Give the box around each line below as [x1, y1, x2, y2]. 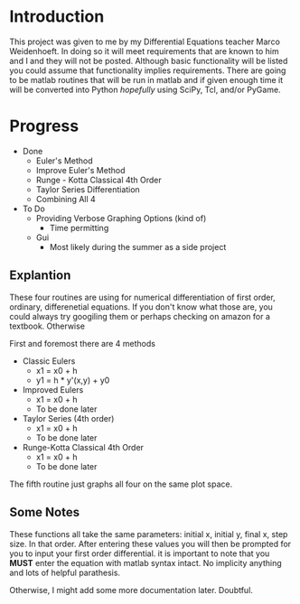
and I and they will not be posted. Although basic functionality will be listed [9, 55, 288, 66]
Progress [9, 116, 80, 136]
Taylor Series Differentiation [35, 183, 140, 195]
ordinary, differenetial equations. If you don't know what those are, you [9, 301, 274, 312]
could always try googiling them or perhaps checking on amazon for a [9, 311, 271, 321]
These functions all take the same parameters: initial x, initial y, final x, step [9, 528, 288, 539]
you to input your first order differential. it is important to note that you [9, 548, 270, 559]
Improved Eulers [22, 384, 84, 395]
